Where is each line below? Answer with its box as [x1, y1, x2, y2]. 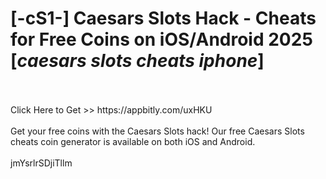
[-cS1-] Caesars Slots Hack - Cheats [10, 7, 317, 30]
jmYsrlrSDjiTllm [10, 157, 73, 169]
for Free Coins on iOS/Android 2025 [10, 28, 313, 51]
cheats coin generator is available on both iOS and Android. [10, 135, 256, 147]
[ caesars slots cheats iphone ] [10, 50, 265, 72]
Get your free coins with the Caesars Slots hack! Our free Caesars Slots [10, 125, 305, 137]
